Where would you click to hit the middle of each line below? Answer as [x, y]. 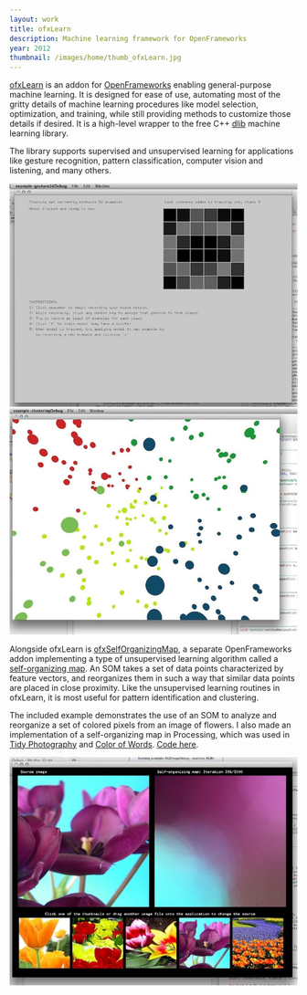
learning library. [39, 133]
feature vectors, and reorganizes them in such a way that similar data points [152, 678]
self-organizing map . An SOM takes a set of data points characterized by [147, 668]
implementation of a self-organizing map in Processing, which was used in [150, 734]
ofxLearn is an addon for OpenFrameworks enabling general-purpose [141, 85]
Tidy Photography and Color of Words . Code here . [104, 744]
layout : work [34, 19]
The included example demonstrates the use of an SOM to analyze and [143, 715]
